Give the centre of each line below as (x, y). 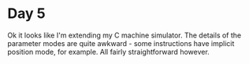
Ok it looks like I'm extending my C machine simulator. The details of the (124, 35)
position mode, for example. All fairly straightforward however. (108, 52)
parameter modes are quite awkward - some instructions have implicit (121, 43)
